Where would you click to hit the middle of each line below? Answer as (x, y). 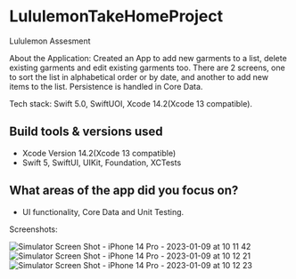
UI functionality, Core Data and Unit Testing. (103, 211)
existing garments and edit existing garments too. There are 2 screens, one (147, 68)
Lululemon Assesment (50, 41)
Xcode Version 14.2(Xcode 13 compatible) (99, 153)
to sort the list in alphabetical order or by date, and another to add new (139, 76)
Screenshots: (33, 229)
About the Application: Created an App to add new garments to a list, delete (148, 58)
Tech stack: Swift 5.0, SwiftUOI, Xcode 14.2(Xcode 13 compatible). (131, 103)
